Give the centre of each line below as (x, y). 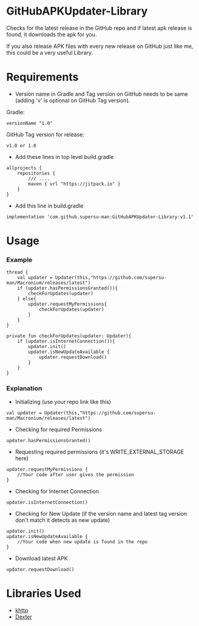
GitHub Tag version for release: (46, 134)
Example (19, 260)
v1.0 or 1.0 (21, 146)
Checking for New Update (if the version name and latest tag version (101, 513)
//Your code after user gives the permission (76, 474)
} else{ (27, 299)
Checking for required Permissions (59, 429)
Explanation (24, 388)
